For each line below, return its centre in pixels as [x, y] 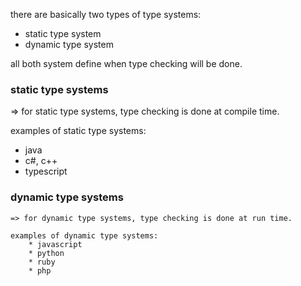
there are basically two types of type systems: [106, 14]
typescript [46, 171]
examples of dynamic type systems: [84, 235]
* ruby [42, 262]
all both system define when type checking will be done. [126, 63]
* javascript [55, 244]
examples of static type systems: [78, 131]
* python [46, 253]
